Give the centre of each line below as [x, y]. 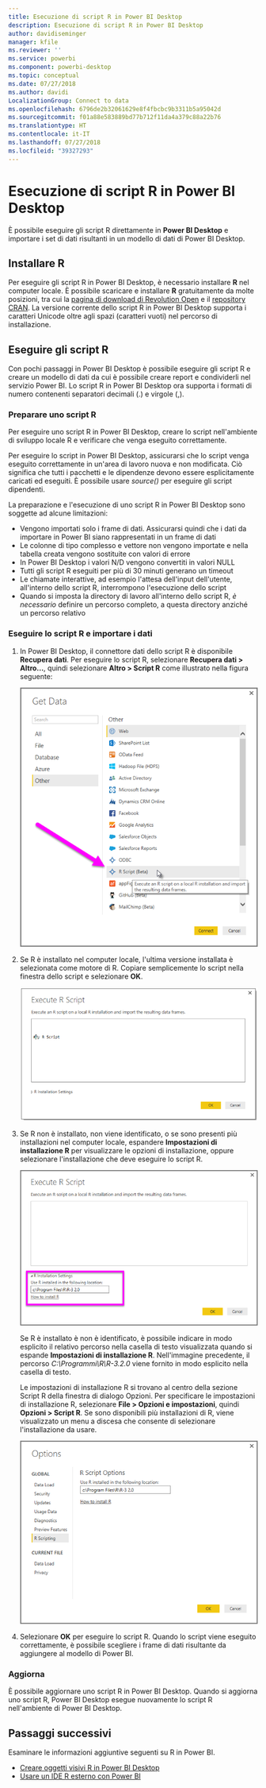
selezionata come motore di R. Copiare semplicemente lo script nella [131, 967]
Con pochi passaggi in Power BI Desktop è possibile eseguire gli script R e [129, 369]
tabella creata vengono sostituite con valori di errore [105, 554]
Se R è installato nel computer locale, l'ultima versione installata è [126, 959]
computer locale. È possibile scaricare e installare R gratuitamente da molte [131, 291]
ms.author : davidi [38, 92]
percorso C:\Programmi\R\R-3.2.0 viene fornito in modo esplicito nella [134, 1363]
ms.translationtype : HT [47, 126]
